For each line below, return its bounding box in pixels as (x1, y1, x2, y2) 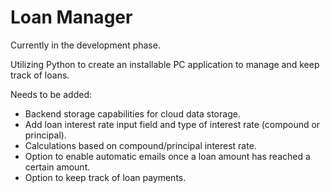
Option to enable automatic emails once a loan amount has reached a (24, 150, 311, 162)
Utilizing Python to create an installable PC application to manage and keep (10, 58, 320, 70)
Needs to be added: (10, 88, 92, 100)
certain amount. (24, 161, 91, 173)
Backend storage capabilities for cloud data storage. (24, 107, 241, 120)
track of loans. (10, 69, 70, 81)
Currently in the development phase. (10, 39, 161, 51)
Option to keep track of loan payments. (24, 171, 187, 183)
